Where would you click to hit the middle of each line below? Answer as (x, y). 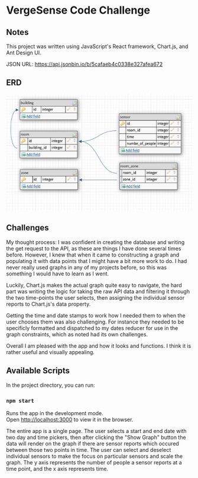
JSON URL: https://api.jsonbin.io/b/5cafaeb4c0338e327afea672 (85, 64)
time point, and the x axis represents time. (57, 469)
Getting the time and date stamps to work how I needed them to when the (96, 315)
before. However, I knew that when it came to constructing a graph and (93, 255)
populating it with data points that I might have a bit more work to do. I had (97, 261)
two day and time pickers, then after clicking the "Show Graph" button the (96, 437)
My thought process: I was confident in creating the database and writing (95, 242)
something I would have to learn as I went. (58, 274)
